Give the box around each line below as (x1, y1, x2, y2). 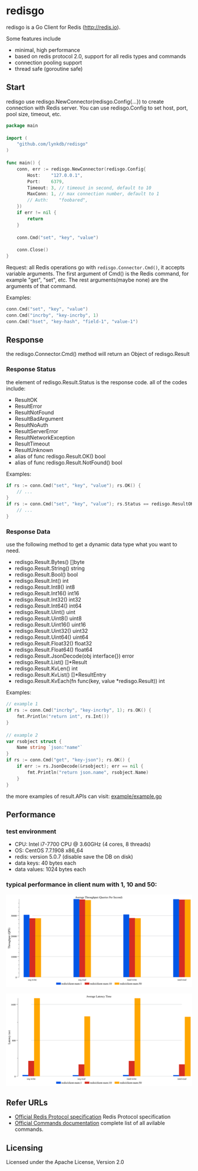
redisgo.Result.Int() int (14, 578, 69, 585)
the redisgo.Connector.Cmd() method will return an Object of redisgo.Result (6, 351, 190, 358)
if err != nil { (16, 210, 57, 216)
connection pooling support (14, 59, 82, 66)
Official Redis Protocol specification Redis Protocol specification (14, 1113, 171, 1120)
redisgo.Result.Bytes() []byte (14, 559, 85, 566)
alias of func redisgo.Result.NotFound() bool (14, 458, 123, 466)
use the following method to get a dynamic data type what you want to (6, 541, 178, 548)
